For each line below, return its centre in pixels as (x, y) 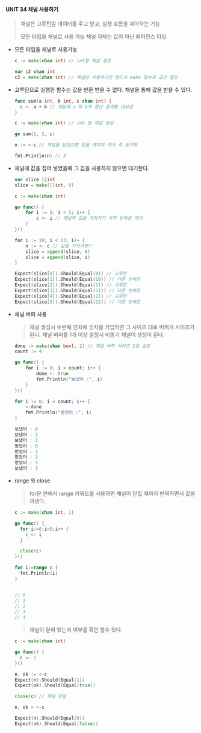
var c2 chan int (35, 72)
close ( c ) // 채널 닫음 (40, 696)
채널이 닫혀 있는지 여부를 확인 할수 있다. (76, 630)
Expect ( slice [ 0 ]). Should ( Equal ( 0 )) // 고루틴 (70, 274)
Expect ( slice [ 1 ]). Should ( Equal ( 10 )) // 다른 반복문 (77, 280)
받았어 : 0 (26, 446)
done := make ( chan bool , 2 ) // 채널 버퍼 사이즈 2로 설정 (82, 346)
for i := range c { (36, 568)
